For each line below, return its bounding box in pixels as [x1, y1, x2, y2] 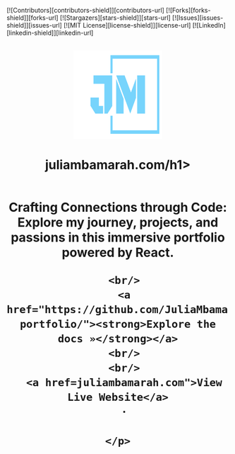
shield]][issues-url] [6, 21, 63, 29]
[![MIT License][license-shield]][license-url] [64, 21, 191, 29]
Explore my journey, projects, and [17, 215, 219, 231]
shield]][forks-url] [6, 13, 59, 22]
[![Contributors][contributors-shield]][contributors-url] [6, 6, 165, 14]
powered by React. [61, 244, 174, 261]
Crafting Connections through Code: [8, 200, 227, 215]
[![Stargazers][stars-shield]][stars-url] [59, 13, 171, 22]
